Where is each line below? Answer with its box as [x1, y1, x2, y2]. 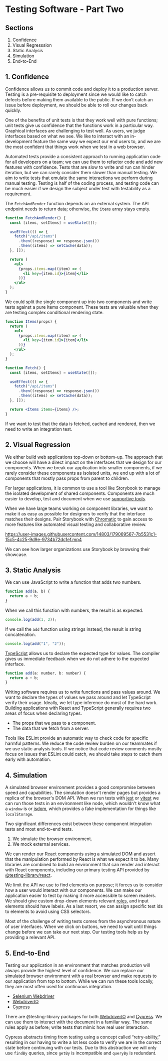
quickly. [5, 107, 21, 113]
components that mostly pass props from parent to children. [5, 475, 129, 481]
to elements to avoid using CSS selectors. [5, 908, 91, 914]
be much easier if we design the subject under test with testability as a [5, 185, 151, 191]
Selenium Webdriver [12, 993, 54, 999]
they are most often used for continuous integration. [5, 983, 112, 989]
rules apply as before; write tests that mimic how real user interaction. [5, 1024, 149, 1030]
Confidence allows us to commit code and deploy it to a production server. [5, 86, 159, 92]
